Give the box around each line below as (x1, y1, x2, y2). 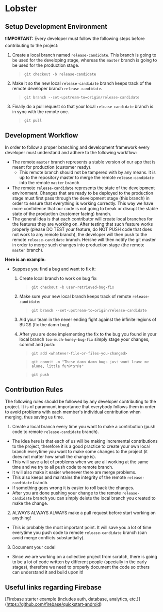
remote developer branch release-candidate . (12, 86, 103, 91)
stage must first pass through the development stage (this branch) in (12, 195, 150, 201)
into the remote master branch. (19, 179, 81, 185)
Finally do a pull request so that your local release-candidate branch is (12, 103, 154, 109)
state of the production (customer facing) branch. (12, 211, 112, 217)
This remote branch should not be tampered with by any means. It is (19, 169, 156, 175)
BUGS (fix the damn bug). (19, 321, 71, 327)
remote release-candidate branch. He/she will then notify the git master (12, 237, 156, 242)
